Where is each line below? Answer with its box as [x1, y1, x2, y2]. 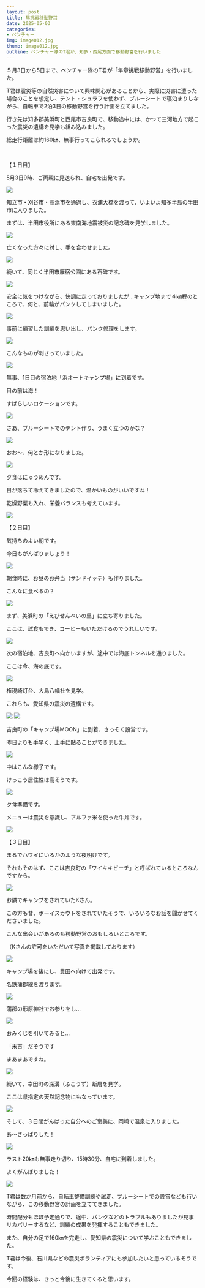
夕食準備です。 [6, 800, 44, 808]
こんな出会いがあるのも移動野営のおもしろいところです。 [6, 930, 151, 937]
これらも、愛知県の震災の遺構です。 [6, 699, 97, 707]
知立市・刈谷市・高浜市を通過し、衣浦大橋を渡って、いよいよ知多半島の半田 [6, 198, 199, 206]
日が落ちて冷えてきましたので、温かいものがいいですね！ [6, 486, 151, 494]
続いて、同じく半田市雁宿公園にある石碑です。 [6, 268, 124, 276]
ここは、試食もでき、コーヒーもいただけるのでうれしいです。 [6, 625, 161, 632]
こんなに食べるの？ [6, 587, 55, 595]
